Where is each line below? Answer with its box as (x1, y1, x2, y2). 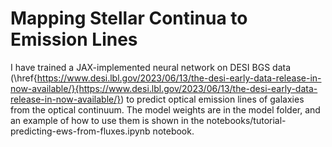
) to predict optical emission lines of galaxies (120, 93, 305, 105)
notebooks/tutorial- (206, 114, 287, 126)
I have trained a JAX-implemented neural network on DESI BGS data (10, 61, 292, 73)
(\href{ (10, 72, 38, 84)
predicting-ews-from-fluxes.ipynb (10, 125, 151, 137)
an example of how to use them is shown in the (10, 114, 205, 126)
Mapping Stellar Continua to (10, 7, 248, 30)
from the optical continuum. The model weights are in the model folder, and (10, 103, 321, 116)
